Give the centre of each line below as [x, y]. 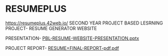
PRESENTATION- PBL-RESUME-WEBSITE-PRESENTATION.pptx [72, 38]
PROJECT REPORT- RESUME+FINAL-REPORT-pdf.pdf [62, 48]
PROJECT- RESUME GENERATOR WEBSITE [51, 28]
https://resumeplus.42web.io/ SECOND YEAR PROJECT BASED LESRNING [84, 23]
